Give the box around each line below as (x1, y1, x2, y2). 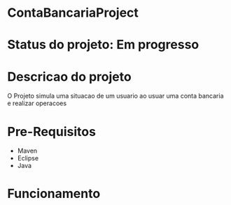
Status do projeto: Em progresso (7, 37, 199, 53)
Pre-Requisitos (7, 123, 97, 139)
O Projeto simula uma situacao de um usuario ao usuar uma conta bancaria (7, 92, 224, 100)
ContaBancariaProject (7, 5, 139, 21)
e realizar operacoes (7, 99, 67, 107)
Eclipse (17, 154, 39, 162)
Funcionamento (7, 186, 101, 202)
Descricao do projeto (7, 68, 132, 84)
